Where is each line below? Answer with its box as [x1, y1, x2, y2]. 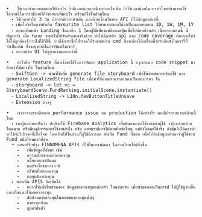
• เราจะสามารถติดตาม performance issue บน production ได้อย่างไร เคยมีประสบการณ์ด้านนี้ [6, 110, 197, 116]
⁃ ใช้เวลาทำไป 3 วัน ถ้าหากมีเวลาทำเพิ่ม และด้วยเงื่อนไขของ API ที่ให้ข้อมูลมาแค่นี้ [11, 16, 159, 22]
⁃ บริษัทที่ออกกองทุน [17, 168, 58, 174]
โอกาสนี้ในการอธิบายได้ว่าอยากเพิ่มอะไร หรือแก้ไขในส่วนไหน [6, 11, 110, 17]
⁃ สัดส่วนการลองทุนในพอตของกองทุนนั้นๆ [17, 195, 95, 201]
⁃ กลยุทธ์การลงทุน [17, 173, 54, 180]
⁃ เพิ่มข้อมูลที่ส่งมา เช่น [17, 147, 63, 153]
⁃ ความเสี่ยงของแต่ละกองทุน [17, 152, 71, 158]
